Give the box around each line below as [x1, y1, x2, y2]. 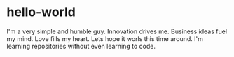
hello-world [6, 4, 76, 20]
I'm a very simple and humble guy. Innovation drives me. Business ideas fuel [6, 27, 228, 35]
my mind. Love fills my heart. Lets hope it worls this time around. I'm [6, 34, 204, 42]
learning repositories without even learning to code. [6, 42, 156, 50]
